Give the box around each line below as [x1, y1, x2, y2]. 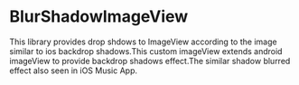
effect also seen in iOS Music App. [9, 65, 138, 76]
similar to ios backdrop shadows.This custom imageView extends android [9, 45, 283, 56]
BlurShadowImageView [9, 6, 189, 27]
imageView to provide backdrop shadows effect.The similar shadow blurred [9, 55, 291, 66]
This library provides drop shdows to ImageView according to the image [9, 36, 277, 47]
